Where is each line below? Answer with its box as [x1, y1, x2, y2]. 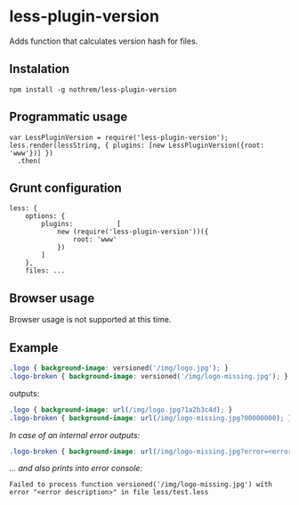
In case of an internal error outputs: [9, 429, 141, 440]
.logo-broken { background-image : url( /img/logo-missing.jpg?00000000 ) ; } [9, 413, 293, 422]
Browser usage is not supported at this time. [9, 314, 172, 325]
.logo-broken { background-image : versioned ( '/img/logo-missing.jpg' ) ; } [9, 371, 289, 380]
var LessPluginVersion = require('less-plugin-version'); [9, 133, 229, 142]
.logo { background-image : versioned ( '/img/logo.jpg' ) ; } [9, 363, 229, 372]
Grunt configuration [9, 180, 122, 195]
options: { [25, 212, 66, 221]
